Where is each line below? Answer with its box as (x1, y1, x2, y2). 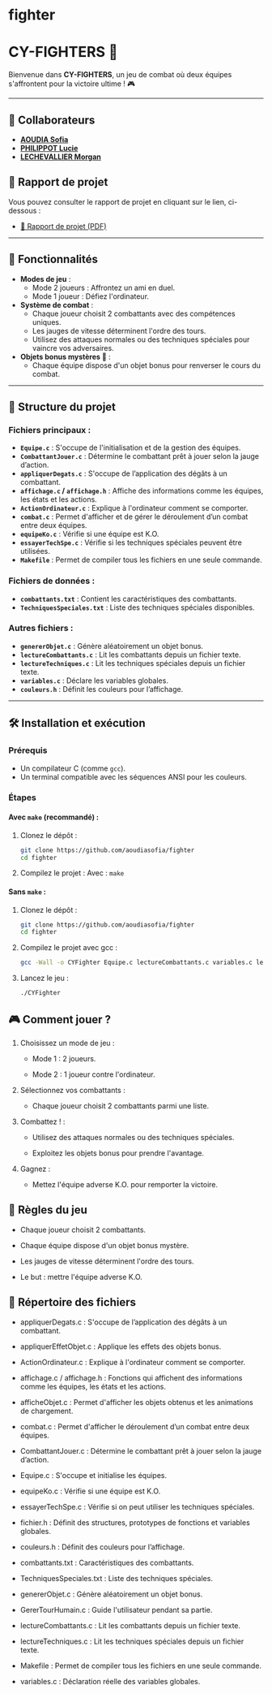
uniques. (32, 317, 62, 326)
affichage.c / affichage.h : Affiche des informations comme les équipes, (19, 486, 264, 496)
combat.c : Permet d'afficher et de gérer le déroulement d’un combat (19, 512, 249, 521)
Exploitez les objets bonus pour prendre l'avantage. (32, 1147, 205, 1158)
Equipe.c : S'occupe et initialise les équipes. (19, 1470, 168, 1480)
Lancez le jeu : (19, 973, 69, 983)
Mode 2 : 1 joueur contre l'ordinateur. (32, 1070, 155, 1079)
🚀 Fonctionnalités (8, 253, 99, 266)
